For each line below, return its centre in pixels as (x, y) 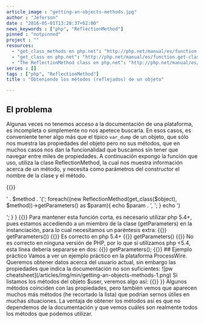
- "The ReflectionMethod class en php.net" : (69, 62)
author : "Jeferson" (32, 18)
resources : (20, 46)
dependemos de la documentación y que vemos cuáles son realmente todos (102, 307)
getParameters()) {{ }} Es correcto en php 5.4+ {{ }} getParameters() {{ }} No (100, 236)
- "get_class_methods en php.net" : (57, 52)
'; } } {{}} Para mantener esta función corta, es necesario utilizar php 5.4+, (99, 217)
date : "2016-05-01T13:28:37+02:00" (53, 23)
